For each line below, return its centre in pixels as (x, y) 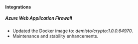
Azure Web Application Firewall (39, 18)
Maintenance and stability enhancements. (55, 36)
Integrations (18, 7)
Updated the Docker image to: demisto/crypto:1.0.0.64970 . (73, 31)
